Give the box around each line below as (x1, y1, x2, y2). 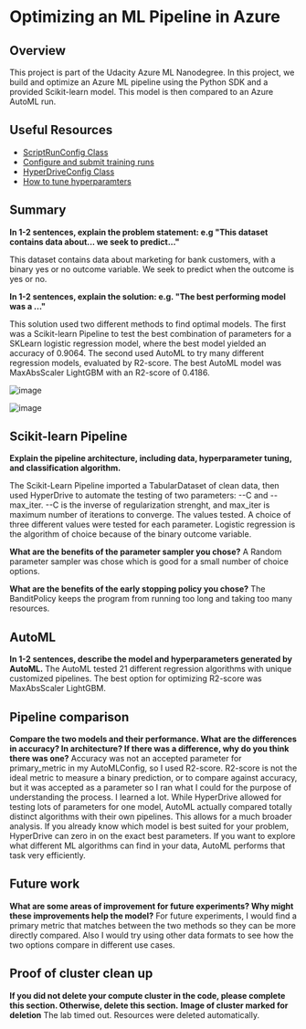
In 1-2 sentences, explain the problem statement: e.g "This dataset (9, 226, 269, 237)
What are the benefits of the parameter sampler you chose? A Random (9, 546, 282, 558)
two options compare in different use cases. (9, 939, 175, 950)
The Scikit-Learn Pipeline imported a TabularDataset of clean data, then (9, 480, 280, 491)
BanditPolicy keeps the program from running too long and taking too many (9, 593, 292, 604)
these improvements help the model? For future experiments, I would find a (9, 910, 297, 921)
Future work (9, 877, 80, 892)
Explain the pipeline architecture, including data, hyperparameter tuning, (9, 453, 292, 464)
